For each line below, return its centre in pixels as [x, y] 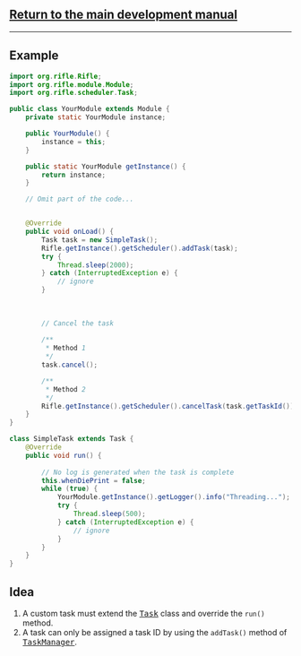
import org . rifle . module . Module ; [72, 84]
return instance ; [73, 175]
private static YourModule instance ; [96, 117]
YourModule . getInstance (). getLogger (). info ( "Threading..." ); [174, 497]
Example [34, 56]
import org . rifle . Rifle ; [56, 76]
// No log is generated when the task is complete [138, 472]
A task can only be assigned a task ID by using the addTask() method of [155, 632]
